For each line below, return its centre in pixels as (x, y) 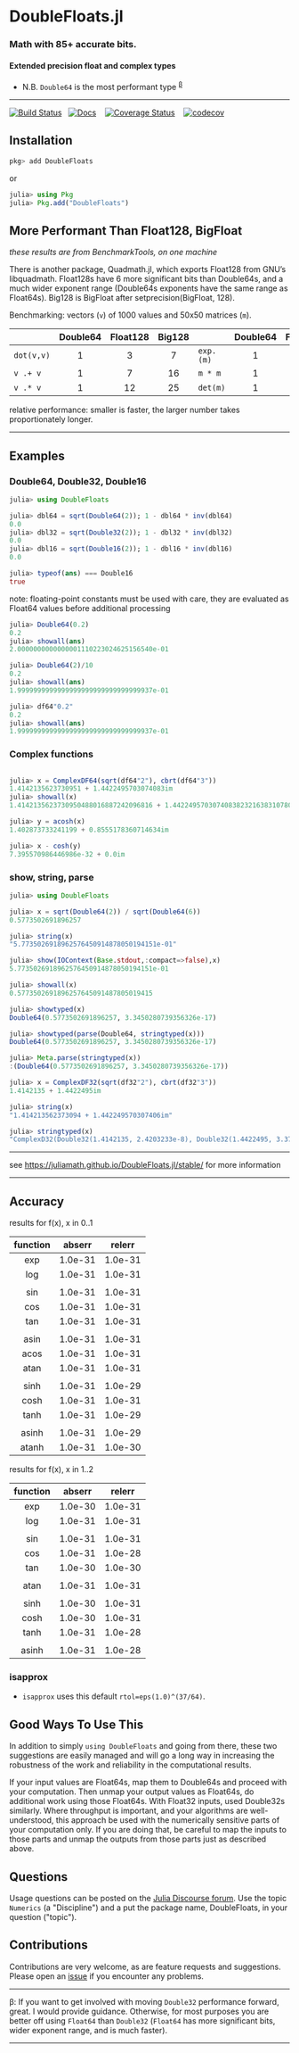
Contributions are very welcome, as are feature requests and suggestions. (145, 1966)
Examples (37, 455)
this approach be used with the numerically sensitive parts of (168, 1820)
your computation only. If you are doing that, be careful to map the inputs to (148, 1830)
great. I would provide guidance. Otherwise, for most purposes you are (139, 2011)
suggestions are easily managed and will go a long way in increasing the (142, 1756)
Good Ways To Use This (77, 1724)
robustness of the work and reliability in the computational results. (130, 1765)
